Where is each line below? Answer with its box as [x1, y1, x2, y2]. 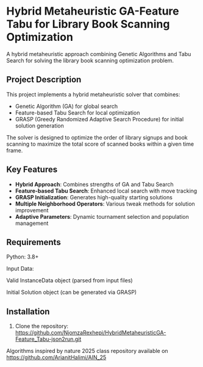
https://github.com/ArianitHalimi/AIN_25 [6, 354, 107, 361]
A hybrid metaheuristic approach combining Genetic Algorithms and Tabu [6, 50, 191, 57]
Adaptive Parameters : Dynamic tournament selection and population [15, 213, 189, 220]
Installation [6, 306, 50, 316]
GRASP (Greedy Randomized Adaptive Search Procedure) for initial [15, 115, 184, 123]
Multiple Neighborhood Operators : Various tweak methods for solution [15, 200, 195, 207]
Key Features [6, 165, 58, 175]
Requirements [6, 237, 61, 248]
